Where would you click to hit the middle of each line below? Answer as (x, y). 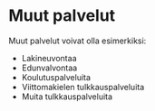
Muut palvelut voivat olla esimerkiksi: (77, 41)
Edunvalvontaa (49, 68)
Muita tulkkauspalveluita (67, 97)
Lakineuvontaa (49, 58)
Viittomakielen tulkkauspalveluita (83, 87)
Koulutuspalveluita (56, 77)
